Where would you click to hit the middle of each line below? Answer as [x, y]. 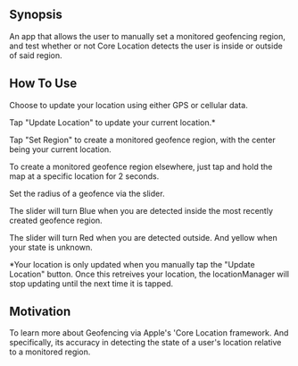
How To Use [43, 84]
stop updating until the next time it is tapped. [91, 283]
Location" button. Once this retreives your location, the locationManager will [149, 274]
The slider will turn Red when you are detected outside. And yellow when [144, 237]
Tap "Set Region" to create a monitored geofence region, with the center [142, 140]
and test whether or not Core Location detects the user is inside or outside [146, 46]
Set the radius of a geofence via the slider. [87, 193]
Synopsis [36, 15]
